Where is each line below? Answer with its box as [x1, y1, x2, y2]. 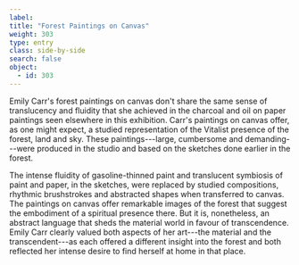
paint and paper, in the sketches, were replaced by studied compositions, [9, 179, 279, 190]
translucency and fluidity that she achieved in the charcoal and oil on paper [9, 104, 287, 116]
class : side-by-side [9, 46, 87, 55]
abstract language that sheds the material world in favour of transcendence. [9, 217, 289, 228]
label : [9, 12, 34, 22]
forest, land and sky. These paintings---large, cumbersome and [9, 133, 244, 144]
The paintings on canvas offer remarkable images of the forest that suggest [9, 198, 287, 209]
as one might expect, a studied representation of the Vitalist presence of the [9, 124, 290, 135]
